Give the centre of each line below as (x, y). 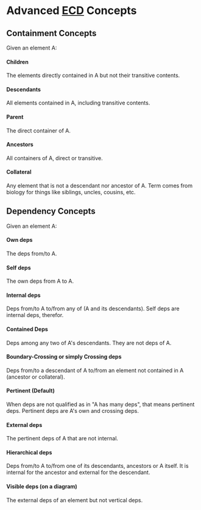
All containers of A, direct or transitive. (55, 158)
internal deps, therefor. (35, 315)
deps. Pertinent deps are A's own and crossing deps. (72, 411)
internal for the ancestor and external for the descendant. (78, 472)
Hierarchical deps (29, 452)
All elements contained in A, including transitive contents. (78, 103)
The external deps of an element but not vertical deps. (75, 500)
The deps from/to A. (32, 253)
